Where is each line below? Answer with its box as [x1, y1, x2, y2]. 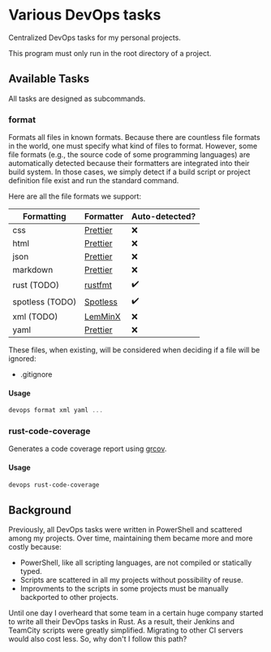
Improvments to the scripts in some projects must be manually [19, 584, 229, 593]
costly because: [8, 542, 62, 552]
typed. [19, 567, 42, 576]
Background [8, 503, 71, 517]
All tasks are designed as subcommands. [8, 94, 146, 103]
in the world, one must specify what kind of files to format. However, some [8, 141, 258, 151]
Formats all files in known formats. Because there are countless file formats [8, 133, 261, 142]
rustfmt [84, 279, 112, 291]
